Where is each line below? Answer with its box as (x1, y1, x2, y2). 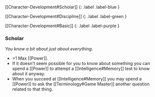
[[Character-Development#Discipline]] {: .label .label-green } (5, 14, 127, 19)
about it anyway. (12, 71, 45, 77)
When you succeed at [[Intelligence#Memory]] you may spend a (12, 76, 142, 82)
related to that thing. (12, 86, 53, 92)
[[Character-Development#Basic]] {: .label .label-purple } (5, 23, 120, 29)
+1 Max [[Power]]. (12, 55, 48, 61)
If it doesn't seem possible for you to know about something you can (12, 61, 150, 66)
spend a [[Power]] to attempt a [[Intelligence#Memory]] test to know (12, 65, 150, 72)
